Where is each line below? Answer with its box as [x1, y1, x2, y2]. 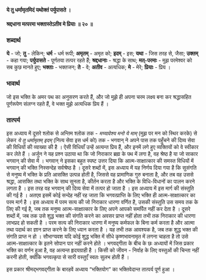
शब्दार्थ [6, 36, 21, 45]
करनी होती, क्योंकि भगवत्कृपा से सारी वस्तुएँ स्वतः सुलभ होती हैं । [6, 254, 130, 261]
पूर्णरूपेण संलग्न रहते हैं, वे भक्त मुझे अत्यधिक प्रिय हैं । [6, 100, 109, 108]
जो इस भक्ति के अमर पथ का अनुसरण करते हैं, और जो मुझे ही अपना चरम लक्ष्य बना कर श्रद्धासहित [6, 93, 191, 100]
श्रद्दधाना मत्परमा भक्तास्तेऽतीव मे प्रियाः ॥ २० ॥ [6, 20, 93, 28]
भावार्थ [6, 79, 20, 88]
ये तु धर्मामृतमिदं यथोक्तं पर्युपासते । [6, 6, 72, 13]
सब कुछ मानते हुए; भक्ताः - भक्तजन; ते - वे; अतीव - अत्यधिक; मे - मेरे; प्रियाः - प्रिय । [6, 64, 171, 71]
